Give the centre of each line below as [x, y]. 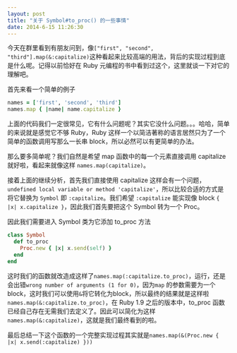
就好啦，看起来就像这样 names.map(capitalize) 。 [79, 165]
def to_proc [31, 241]
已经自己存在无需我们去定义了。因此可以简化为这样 [81, 311]
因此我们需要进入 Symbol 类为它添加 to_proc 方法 [79, 222]
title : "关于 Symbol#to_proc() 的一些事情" [68, 20]
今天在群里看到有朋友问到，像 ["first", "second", [81, 48]
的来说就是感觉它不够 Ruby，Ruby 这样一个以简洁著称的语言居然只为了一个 [116, 133]
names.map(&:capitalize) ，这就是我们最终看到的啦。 [84, 320]
